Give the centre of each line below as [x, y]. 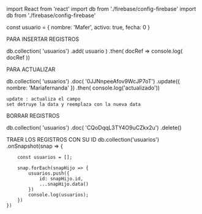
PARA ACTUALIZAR [31, 69]
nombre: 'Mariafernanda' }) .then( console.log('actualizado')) [83, 88]
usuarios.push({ [49, 174]
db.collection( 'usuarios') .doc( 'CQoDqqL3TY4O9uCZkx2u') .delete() [94, 128]
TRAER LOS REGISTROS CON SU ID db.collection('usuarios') [83, 139]
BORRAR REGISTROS [33, 116]
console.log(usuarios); [58, 195]
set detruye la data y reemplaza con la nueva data [73, 104]
